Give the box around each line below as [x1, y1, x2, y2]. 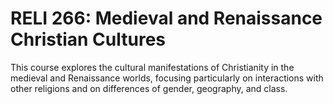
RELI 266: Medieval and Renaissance [10, 7, 323, 30]
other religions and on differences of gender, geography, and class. [10, 82, 288, 94]
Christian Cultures [10, 28, 167, 51]
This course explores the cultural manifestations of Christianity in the [10, 61, 295, 73]
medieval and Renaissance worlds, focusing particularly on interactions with [10, 72, 324, 84]
